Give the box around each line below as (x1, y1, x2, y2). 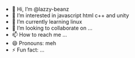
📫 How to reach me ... (11, 31, 67, 38)
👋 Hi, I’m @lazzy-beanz (11, 6, 70, 12)
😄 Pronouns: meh (11, 40, 56, 47)
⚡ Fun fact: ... (11, 46, 45, 53)
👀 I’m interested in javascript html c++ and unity (11, 12, 130, 19)
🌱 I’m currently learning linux (11, 18, 82, 25)
